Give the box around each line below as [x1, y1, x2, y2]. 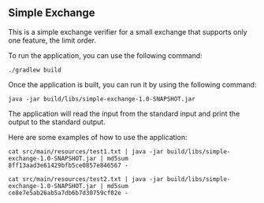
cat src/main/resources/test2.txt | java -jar [8, 175, 164, 183]
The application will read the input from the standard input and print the [8, 109, 240, 118]
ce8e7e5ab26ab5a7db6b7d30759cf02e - [8, 189, 128, 197]
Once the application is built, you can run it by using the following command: [8, 79, 257, 89]
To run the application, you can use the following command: [8, 50, 203, 60]
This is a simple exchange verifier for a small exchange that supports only [8, 27, 247, 36]
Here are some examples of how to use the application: [8, 132, 188, 142]
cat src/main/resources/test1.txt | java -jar [8, 147, 164, 156]
